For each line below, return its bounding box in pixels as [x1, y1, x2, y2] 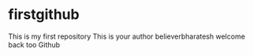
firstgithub [8, 6, 80, 24]
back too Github [8, 39, 61, 49]
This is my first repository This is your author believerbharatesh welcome [8, 32, 246, 41]
